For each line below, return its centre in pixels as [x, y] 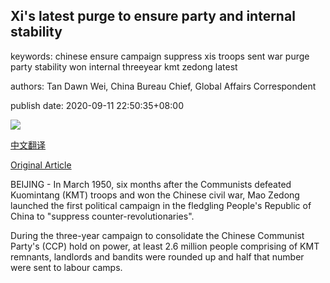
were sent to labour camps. [66, 267]
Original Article [41, 165]
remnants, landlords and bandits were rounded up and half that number [157, 256]
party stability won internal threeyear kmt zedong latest [124, 66]
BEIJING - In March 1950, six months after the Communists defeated [151, 184]
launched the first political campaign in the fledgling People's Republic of [161, 205]
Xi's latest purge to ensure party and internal [153, 16]
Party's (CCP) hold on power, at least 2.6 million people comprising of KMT [165, 246]
